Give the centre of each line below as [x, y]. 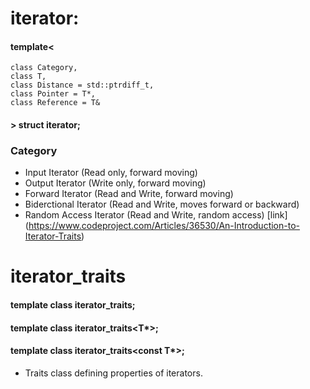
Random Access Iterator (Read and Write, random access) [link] [156, 215]
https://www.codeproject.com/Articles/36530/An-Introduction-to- [164, 226]
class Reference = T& [55, 103]
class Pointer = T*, [53, 94]
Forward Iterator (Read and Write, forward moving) [129, 194]
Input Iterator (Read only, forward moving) [111, 173]
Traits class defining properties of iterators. [113, 373]
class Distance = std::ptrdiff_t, [82, 85]
